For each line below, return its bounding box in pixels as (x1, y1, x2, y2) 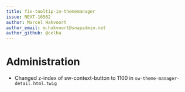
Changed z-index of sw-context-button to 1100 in (14, 75, 133, 82)
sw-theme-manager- (134, 76, 180, 82)
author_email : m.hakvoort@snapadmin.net (6, 24, 107, 31)
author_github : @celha (6, 30, 61, 36)
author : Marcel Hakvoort (6, 19, 67, 25)
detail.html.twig (14, 81, 57, 87)
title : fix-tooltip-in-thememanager (6, 8, 95, 15)
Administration (6, 55, 80, 69)
